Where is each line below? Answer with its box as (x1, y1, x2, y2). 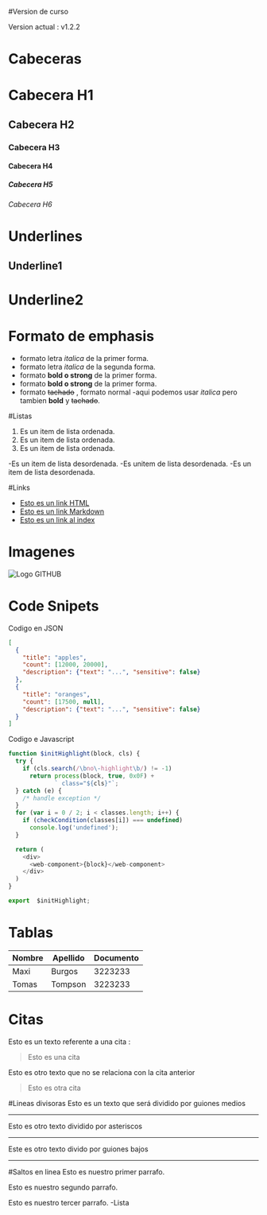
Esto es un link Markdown (19, 507, 105, 516)
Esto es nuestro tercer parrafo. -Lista (8, 1198, 130, 1207)
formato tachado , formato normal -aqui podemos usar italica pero (19, 387, 238, 397)
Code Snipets (8, 597, 99, 615)
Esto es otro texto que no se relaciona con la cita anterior (8, 1067, 195, 1077)
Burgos (51, 965, 78, 976)
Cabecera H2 (8, 118, 75, 131)
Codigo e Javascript (8, 735, 75, 744)
